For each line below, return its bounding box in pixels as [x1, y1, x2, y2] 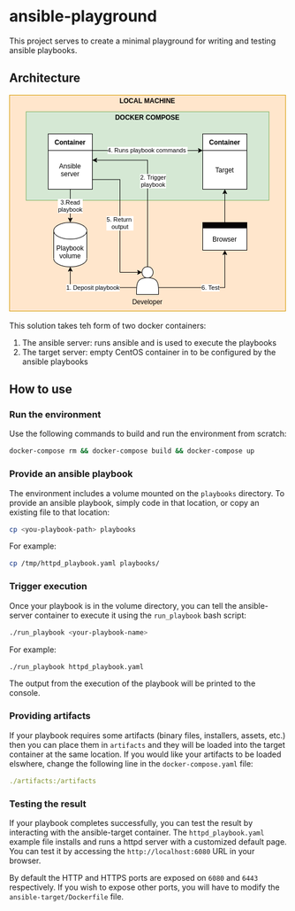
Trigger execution [9, 580, 87, 593]
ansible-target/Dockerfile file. [9, 891, 125, 901]
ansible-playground [9, 6, 157, 27]
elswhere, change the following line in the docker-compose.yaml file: [9, 758, 253, 768]
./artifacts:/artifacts [9, 776, 97, 785]
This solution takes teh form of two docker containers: [9, 320, 207, 331]
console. [9, 688, 42, 698]
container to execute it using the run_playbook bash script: [34, 610, 247, 620]
